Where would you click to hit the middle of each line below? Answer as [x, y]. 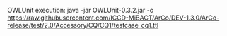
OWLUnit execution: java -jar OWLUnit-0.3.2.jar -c [80, 10]
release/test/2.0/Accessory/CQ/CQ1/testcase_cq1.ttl [83, 25]
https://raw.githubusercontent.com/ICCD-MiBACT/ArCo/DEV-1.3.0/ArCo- [113, 18]
